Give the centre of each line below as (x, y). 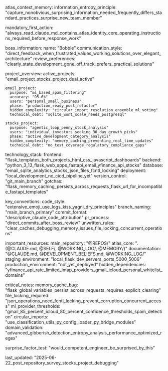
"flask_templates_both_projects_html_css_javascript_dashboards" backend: (83, 160)
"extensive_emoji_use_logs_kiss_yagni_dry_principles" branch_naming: (78, 207)
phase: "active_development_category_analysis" (60, 136)
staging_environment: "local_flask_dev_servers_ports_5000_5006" (73, 259)
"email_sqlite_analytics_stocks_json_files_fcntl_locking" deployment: (76, 170)
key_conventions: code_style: (36, 202)
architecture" (19, 59)
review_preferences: (54, 59)
